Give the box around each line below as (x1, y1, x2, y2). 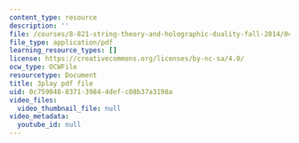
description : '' (9, 21, 69, 30)
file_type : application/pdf (9, 37, 114, 47)
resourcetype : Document (9, 71, 98, 80)
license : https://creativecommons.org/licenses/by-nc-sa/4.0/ (9, 54, 245, 63)
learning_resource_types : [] (9, 46, 117, 55)
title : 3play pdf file (9, 79, 93, 88)
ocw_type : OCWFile (9, 63, 77, 72)
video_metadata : (9, 112, 69, 121)
